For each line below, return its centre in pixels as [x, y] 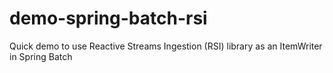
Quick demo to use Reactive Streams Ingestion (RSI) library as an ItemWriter [166, 46]
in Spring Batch [41, 56]
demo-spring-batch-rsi [108, 18]
